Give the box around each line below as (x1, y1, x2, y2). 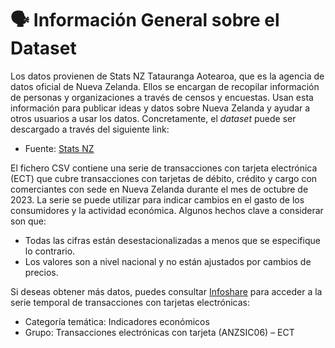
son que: (10, 215, 47, 227)
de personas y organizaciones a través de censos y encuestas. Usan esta (10, 91, 314, 103)
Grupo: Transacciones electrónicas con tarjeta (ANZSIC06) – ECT (24, 326, 295, 338)
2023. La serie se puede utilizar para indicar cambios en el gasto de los (10, 193, 305, 206)
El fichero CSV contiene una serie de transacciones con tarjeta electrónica (10, 162, 318, 174)
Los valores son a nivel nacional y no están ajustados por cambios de (24, 255, 312, 267)
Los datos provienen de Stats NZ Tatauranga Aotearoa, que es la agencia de (10, 70, 325, 82)
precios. (24, 266, 59, 278)
